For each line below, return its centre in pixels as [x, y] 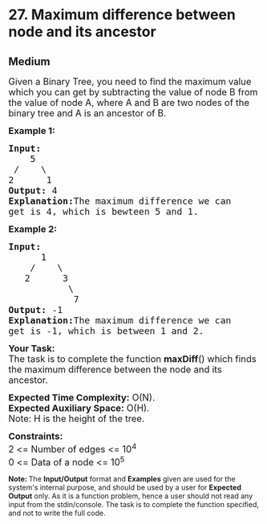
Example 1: [32, 131]
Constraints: [36, 437]
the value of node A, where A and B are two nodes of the [129, 103]
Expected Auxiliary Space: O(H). [79, 408]
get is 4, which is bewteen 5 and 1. [103, 212]
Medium [29, 61]
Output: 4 [33, 190]
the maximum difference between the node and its [115, 369]
